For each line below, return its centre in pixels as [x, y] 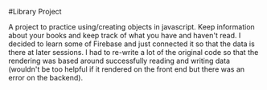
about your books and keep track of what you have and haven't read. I [125, 35]
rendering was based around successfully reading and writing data [119, 61]
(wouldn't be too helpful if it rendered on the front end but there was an [127, 69]
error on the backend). [45, 78]
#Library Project [35, 12]
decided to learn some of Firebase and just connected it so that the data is [131, 44]
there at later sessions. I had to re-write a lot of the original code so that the [133, 52]
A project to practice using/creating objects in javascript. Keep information [131, 27]
